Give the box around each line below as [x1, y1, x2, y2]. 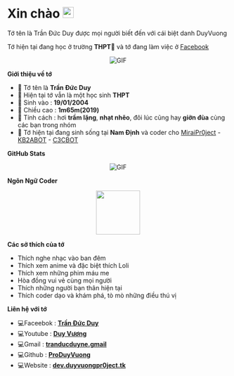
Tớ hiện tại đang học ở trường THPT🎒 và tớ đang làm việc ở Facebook [7, 42, 209, 51]
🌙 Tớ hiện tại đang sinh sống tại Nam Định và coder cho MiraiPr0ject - [17, 128, 221, 136]
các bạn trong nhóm [17, 120, 77, 129]
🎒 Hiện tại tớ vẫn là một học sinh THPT [17, 91, 130, 99]
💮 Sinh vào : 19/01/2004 [17, 98, 89, 107]
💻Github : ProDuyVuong [17, 350, 91, 358]
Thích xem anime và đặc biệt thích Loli [17, 261, 129, 269]
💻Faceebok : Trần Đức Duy [17, 318, 99, 327]
